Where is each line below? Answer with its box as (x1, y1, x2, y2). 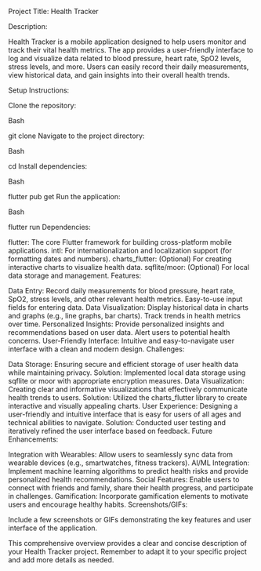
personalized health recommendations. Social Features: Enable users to (8, 475, 240, 484)
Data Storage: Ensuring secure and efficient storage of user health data (8, 360, 239, 369)
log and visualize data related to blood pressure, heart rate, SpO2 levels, (8, 54, 241, 63)
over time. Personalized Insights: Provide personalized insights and (8, 319, 225, 329)
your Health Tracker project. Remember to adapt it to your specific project (8, 547, 247, 556)
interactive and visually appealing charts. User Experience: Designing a (8, 402, 238, 410)
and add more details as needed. (8, 555, 114, 564)
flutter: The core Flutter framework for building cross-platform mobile (8, 238, 233, 246)
